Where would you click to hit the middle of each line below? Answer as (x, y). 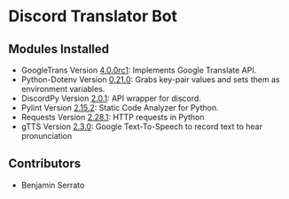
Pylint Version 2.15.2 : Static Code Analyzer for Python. (120, 107)
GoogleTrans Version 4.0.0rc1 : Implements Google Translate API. (139, 70)
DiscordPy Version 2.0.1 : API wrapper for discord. (111, 98)
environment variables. (63, 89)
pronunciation (47, 136)
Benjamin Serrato (53, 185)
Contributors (45, 164)
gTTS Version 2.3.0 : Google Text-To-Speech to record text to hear (142, 126)
